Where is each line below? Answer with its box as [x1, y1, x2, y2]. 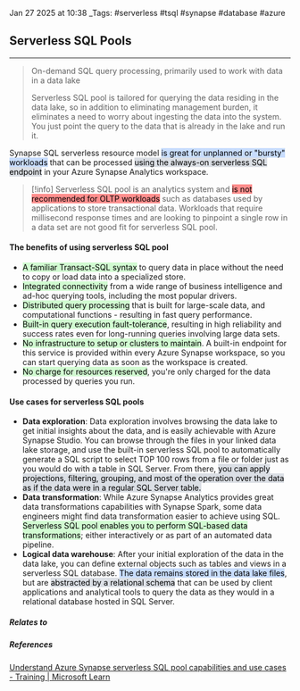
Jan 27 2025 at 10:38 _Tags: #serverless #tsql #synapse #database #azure [9, 8, 286, 18]
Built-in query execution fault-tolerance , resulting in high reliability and [21, 319, 282, 329]
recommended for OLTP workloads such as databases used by [30, 193, 263, 204]
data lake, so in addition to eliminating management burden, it [30, 102, 259, 112]
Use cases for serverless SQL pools [9, 396, 145, 407]
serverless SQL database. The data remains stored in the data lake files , [21, 568, 287, 579]
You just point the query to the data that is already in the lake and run [30, 121, 286, 131]
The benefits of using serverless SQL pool [9, 242, 169, 253]
